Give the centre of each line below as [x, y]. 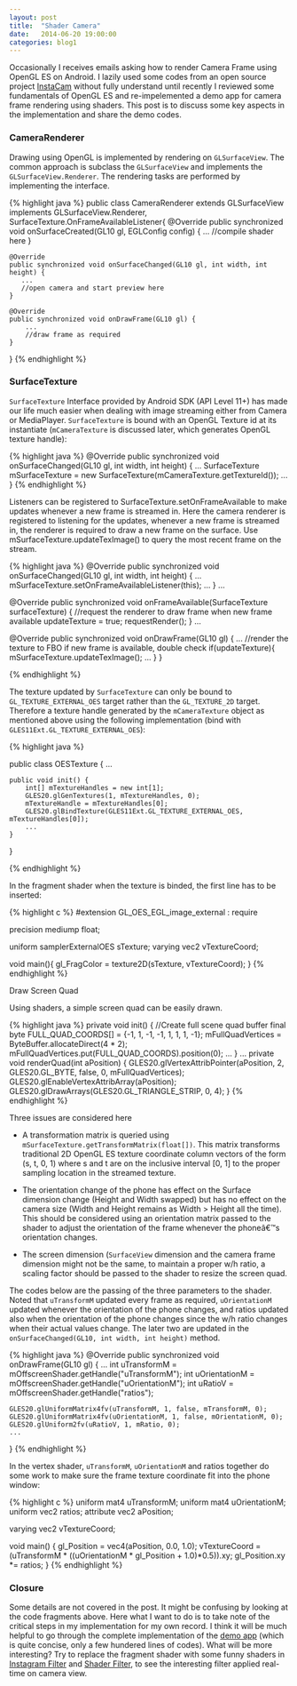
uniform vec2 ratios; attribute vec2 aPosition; [92, 1511]
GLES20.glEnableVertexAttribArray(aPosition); [93, 1082]
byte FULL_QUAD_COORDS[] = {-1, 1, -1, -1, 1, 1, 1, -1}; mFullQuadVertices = [145, 1034]
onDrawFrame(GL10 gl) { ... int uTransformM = [93, 1364]
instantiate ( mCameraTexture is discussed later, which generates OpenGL [140, 429]
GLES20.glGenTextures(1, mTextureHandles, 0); [113, 795]
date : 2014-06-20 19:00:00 [63, 34]
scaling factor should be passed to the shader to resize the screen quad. [155, 1273]
